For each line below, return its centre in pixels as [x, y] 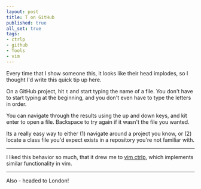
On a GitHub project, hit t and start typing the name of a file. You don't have [100, 91]
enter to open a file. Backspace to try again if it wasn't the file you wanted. [98, 122]
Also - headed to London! [38, 181]
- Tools [16, 51]
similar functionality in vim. [39, 163]
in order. [16, 104]
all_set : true [24, 28]
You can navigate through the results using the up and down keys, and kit [97, 115]
